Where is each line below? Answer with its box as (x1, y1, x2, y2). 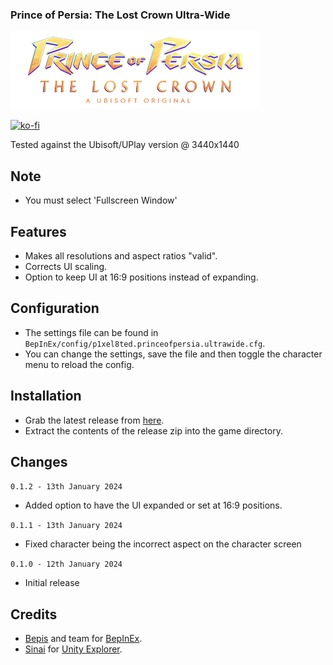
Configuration (10, 300, 100, 317)
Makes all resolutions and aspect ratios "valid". (24, 249, 218, 262)
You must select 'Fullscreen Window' (24, 194, 178, 207)
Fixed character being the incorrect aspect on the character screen (24, 538, 302, 550)
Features (10, 223, 67, 240)
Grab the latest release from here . (24, 414, 165, 426)
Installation (10, 388, 82, 405)
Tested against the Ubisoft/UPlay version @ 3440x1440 (10, 139, 240, 151)
